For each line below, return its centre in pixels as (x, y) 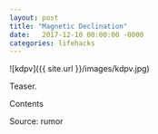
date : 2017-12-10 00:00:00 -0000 (77, 34)
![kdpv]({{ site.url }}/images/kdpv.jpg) (79, 69)
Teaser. (24, 86)
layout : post (34, 18)
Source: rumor (36, 121)
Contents (26, 104)
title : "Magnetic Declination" (69, 26)
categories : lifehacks (52, 43)
